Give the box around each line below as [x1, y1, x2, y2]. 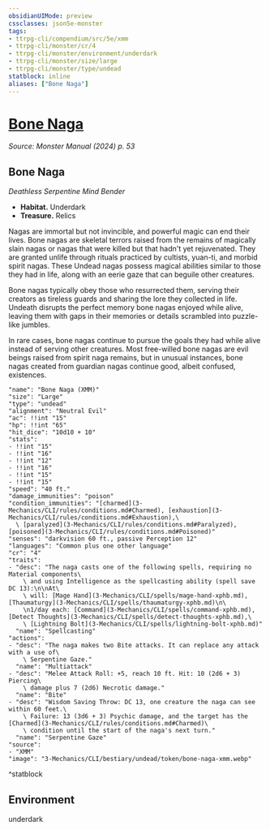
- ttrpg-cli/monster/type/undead [8, 65, 122, 73]
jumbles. [21, 320, 50, 329]
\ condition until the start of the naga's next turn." [23, 727, 216, 735]
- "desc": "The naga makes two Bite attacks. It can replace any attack [8, 642, 259, 650]
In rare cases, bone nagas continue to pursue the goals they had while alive [8, 336, 261, 346]
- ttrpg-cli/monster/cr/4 [8, 42, 96, 50]
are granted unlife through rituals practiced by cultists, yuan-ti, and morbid [8, 252, 258, 262]
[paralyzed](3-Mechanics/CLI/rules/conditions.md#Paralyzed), [23, 521, 238, 529]
